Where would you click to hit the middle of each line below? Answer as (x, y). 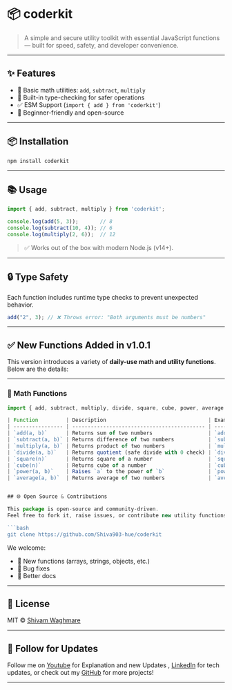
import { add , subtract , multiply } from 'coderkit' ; (86, 209)
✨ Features (31, 74)
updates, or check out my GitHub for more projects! (80, 673)
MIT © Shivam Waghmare (44, 620)
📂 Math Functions (37, 394)
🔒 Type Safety (38, 277)
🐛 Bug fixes (33, 568)
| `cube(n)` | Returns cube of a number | (109, 465)
